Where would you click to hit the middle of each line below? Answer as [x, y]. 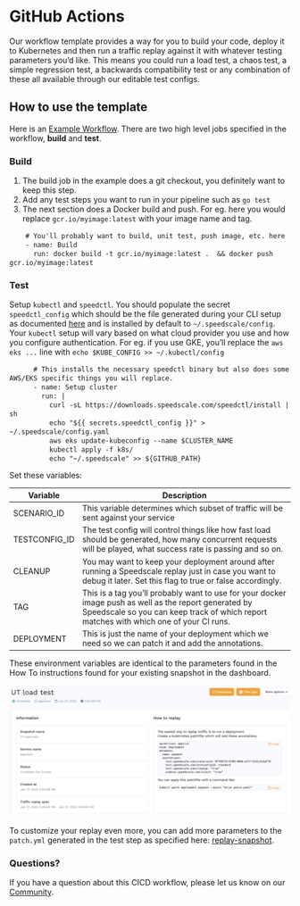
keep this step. [50, 190]
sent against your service [129, 518]
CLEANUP [32, 571]
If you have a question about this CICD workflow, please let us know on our [147, 883]
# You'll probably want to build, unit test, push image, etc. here [155, 237]
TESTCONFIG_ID [44, 540]
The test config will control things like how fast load [176, 530]
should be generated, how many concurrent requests [179, 540]
